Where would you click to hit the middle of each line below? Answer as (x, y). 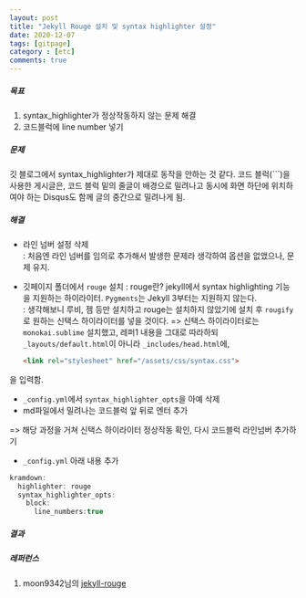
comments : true (38, 60)
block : (38, 503)
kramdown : (28, 477)
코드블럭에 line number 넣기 (73, 126)
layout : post (34, 18)
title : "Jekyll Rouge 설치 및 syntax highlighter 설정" (113, 26)
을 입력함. (26, 379)
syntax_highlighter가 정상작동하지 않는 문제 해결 (109, 115)
